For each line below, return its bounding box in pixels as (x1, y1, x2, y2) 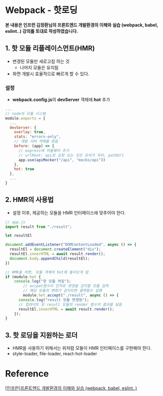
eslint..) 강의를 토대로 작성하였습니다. (5, 28, 79, 34)
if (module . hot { (5, 274, 41, 279)
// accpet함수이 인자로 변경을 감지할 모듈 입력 (23, 284, 109, 289)
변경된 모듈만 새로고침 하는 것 (12, 58, 70, 64)
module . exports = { (5, 115, 46, 121)
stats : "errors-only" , (14, 134, 61, 139)
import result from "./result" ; (5, 224, 72, 229)
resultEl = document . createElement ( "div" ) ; (9, 247, 101, 252)
